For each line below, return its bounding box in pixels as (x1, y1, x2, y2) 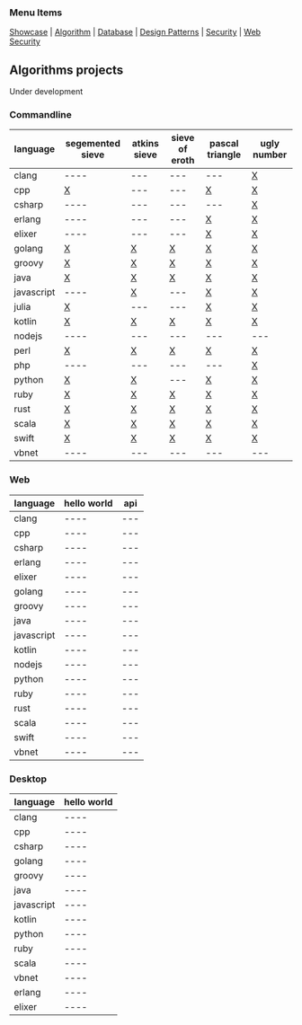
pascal (209, 137, 239, 150)
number (253, 148, 288, 161)
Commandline (9, 109, 72, 121)
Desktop (9, 773, 48, 785)
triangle (207, 148, 242, 161)
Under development (9, 86, 84, 97)
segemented (65, 137, 121, 150)
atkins (131, 137, 159, 150)
